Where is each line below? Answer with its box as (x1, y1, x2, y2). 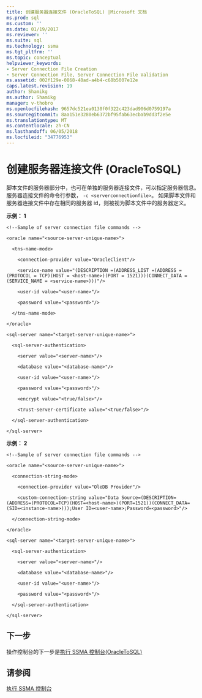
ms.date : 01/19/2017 (6, 26, 59, 32)
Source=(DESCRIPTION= (121, 494, 176, 501)
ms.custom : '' (6, 20, 43, 26)
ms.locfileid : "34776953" (6, 134, 72, 141)
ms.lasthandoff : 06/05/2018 (6, 129, 78, 135)
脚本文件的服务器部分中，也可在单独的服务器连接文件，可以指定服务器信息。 (6, 184, 200, 191)
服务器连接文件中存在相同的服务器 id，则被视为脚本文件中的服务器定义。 (6, 199, 190, 206)
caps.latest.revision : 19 (6, 83, 72, 89)
